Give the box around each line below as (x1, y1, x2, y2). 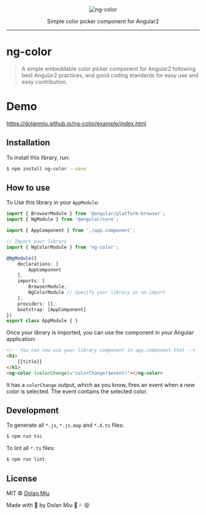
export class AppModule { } (6, 318, 78, 324)
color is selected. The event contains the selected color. (6, 388, 148, 395)
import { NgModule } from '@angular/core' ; (6, 216, 120, 223)
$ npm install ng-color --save (6, 165, 86, 171)
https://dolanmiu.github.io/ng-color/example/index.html (6, 119, 147, 127)
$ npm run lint (6, 456, 45, 462)
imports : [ (17, 278, 45, 284)
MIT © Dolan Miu (6, 490, 50, 497)
